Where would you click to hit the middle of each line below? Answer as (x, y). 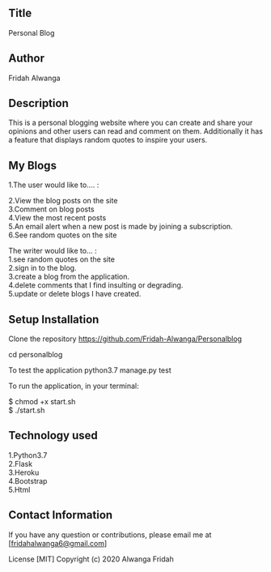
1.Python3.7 (28, 455)
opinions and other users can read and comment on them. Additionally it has (135, 131)
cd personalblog (36, 355)
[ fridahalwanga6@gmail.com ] (58, 543)
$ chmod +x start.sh (42, 402)
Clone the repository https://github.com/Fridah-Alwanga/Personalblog (125, 339)
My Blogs (32, 165)
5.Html (19, 489)
